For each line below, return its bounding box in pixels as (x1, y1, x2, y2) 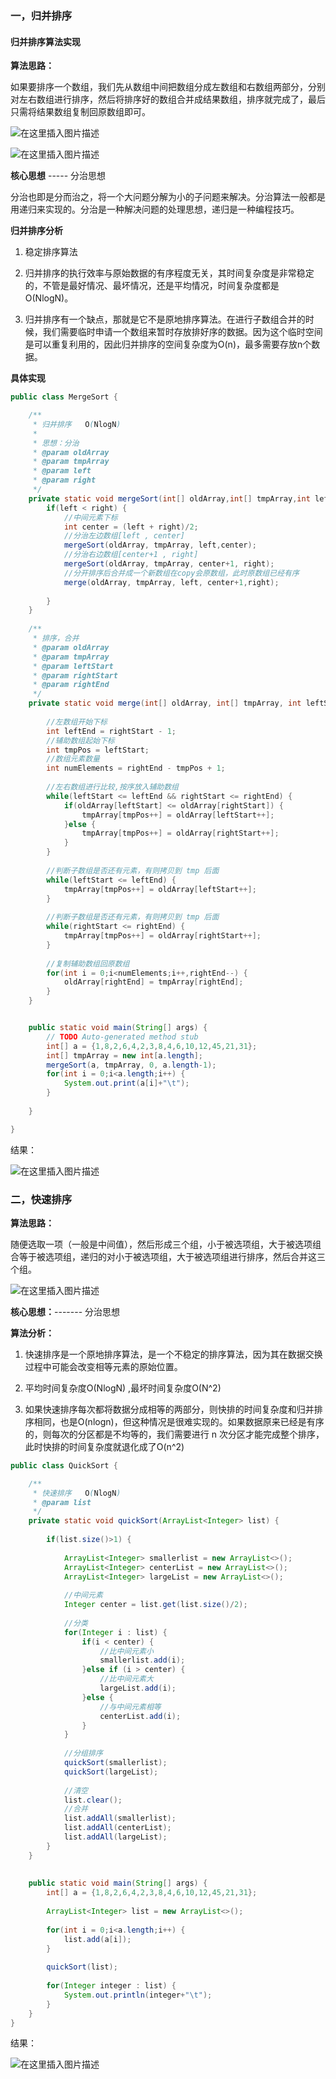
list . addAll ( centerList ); (63, 1823, 172, 1833)
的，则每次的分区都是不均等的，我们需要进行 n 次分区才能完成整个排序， (24, 1428, 325, 1440)
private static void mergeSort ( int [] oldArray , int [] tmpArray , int (28, 493, 311, 504)
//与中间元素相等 (99, 1702, 162, 1712)
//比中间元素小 (99, 1646, 154, 1656)
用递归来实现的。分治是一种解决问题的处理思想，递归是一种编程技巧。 (10, 203, 300, 216)
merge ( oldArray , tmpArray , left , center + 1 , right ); (63, 577, 280, 587)
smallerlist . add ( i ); (99, 1655, 186, 1666)
